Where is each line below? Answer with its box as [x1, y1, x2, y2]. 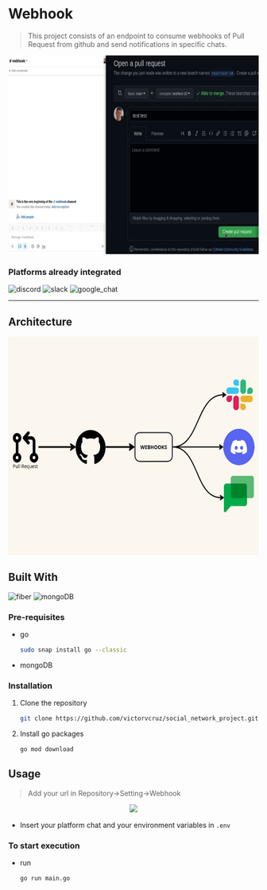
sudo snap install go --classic [19, 646, 127, 654]
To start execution [8, 840, 80, 851]
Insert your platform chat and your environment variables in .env [19, 820, 230, 830]
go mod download [19, 745, 74, 753]
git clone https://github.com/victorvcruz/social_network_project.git [19, 714, 259, 723]
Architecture [8, 315, 73, 328]
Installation [8, 680, 53, 691]
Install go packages [19, 729, 84, 739]
